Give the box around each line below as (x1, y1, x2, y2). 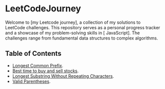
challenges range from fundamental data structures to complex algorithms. (5, 35, 159, 41)
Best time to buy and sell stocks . (12, 68, 79, 74)
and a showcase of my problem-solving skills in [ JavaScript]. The (5, 30, 140, 36)
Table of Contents (5, 49, 62, 58)
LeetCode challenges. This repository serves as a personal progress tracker (5, 24, 161, 30)
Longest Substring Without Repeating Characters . (12, 73, 114, 79)
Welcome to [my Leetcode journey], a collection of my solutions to (5, 19, 141, 25)
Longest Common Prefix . (12, 62, 63, 68)
